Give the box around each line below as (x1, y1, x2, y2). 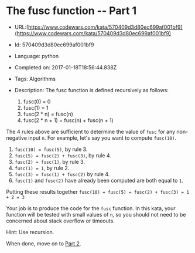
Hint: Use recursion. (6, 228, 54, 235)
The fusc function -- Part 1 (6, 4, 137, 18)
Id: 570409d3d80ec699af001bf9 (14, 41, 94, 48)
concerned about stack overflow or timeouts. (6, 217, 115, 224)
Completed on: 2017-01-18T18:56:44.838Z (14, 63, 117, 71)
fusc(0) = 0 (23, 98, 51, 105)
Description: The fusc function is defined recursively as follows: (14, 86, 169, 93)
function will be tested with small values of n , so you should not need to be (6, 211, 186, 218)
